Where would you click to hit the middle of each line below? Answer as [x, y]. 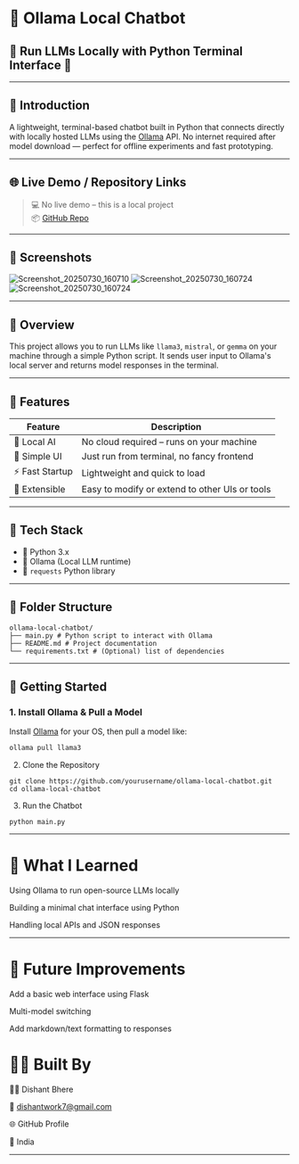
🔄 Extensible [40, 490]
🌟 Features [40, 402]
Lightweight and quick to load [143, 473]
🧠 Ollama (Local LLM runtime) [77, 561]
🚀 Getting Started [58, 687]
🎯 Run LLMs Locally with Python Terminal [126, 51]
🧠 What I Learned [74, 866]
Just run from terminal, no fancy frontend [167, 457]
